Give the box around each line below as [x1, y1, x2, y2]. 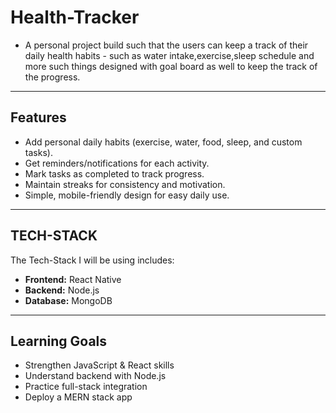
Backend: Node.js [24, 284, 100, 296]
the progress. [24, 71, 81, 83]
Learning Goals [10, 332, 108, 350]
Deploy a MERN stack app [24, 391, 133, 403]
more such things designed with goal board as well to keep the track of [24, 60, 318, 72]
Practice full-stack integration [24, 381, 148, 393]
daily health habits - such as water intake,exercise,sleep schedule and [24, 49, 315, 61]
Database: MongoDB [24, 294, 113, 306]
